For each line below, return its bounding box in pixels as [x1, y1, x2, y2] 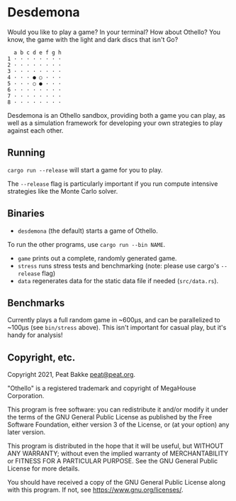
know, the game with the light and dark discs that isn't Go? [7, 35, 179, 43]
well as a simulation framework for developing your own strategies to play [7, 119, 223, 127]
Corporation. [7, 392, 45, 400]
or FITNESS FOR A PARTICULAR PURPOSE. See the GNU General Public [7, 457, 218, 466]
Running [7, 147, 46, 159]
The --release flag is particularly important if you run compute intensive [7, 179, 218, 188]
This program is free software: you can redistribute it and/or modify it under [7, 405, 228, 414]
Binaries [7, 207, 45, 220]
